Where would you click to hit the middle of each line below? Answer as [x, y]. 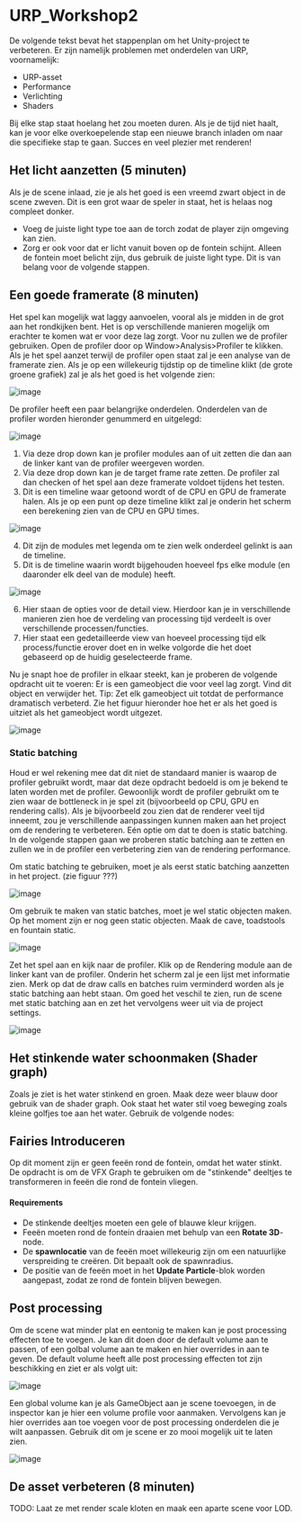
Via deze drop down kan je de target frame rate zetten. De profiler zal [151, 472]
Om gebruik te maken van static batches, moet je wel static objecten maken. [151, 911]
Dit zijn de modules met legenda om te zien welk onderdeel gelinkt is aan [157, 546]
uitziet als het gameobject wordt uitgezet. [86, 712]
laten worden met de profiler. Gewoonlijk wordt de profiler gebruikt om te [144, 791]
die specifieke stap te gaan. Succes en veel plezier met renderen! [130, 142]
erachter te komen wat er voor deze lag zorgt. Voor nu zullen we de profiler [149, 336]
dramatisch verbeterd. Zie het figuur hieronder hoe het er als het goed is [143, 703]
